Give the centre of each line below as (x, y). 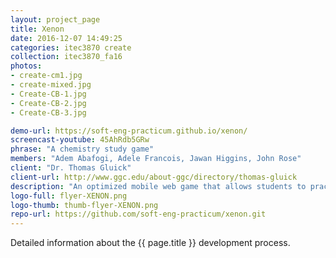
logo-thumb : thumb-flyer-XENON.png (84, 205)
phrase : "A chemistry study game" (82, 149)
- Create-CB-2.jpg (48, 103)
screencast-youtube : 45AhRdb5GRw (80, 140)
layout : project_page (55, 19)
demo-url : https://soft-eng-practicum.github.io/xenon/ (129, 131)
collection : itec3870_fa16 (66, 57)
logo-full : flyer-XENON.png (69, 196)
